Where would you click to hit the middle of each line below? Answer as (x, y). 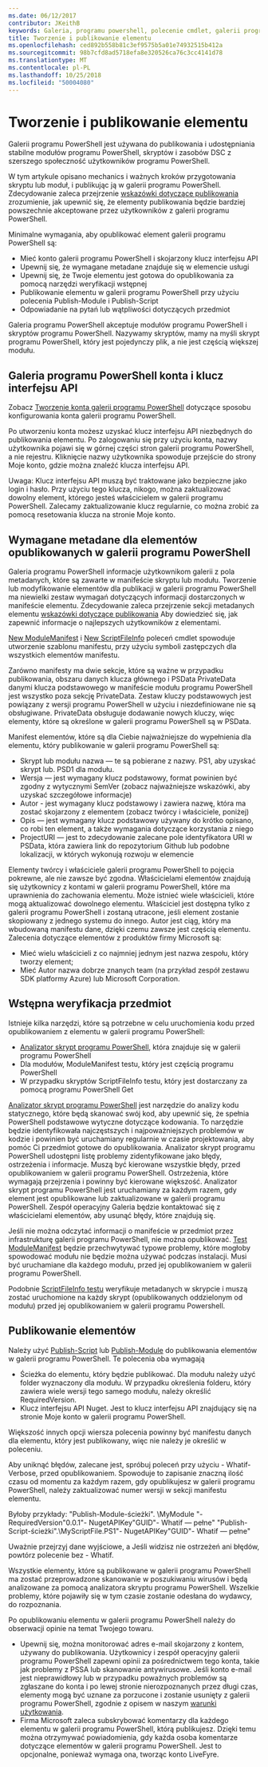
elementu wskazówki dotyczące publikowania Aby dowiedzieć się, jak (123, 614)
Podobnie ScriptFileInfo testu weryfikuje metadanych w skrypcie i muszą (128, 1288)
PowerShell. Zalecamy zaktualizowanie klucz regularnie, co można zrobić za (134, 506)
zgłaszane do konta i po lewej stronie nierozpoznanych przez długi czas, (139, 1686)
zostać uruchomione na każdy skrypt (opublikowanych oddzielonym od (126, 1297)
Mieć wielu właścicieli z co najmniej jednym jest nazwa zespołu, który (134, 953)
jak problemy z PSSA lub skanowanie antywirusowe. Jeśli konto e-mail (136, 1669)
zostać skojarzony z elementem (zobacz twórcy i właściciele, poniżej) (134, 812)
